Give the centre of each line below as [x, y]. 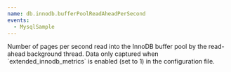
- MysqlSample [34, 27]
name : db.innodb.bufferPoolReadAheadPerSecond [77, 14]
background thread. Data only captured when [93, 54]
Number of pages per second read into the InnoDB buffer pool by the [107, 47]
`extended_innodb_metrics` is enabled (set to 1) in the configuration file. [111, 62]
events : [19, 20]
